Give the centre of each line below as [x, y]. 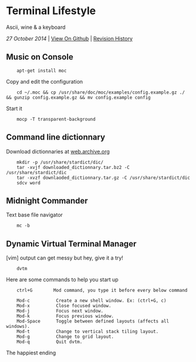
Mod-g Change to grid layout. [65, 337]
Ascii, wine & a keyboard [36, 27]
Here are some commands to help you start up [62, 280]
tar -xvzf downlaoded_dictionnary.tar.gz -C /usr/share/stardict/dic [104, 178]
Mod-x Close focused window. [64, 306]
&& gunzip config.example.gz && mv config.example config [78, 97]
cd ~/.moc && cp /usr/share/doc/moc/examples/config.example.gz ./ [101, 92]
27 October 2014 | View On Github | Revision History [70, 38]
